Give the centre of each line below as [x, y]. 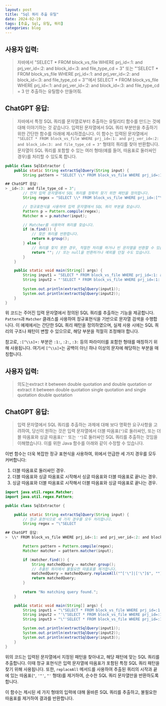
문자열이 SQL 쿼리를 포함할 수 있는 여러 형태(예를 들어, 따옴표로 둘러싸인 [87, 150]
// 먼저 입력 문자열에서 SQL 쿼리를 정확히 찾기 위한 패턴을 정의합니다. [86, 193]
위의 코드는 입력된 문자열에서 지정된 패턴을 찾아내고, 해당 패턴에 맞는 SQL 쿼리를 [82, 657]
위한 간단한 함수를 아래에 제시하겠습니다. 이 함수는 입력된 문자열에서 [83, 134]
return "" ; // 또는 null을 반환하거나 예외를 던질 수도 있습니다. [91, 252]
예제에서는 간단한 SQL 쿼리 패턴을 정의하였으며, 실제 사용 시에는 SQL [87, 325]
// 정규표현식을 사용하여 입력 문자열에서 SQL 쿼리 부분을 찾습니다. [82, 207]
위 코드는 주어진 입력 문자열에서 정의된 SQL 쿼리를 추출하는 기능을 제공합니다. [80, 313]
